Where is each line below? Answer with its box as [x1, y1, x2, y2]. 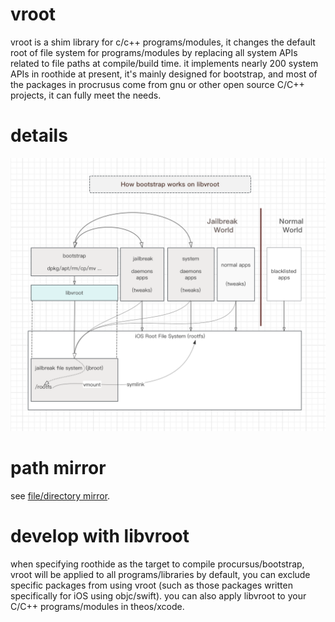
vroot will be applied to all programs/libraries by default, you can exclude [10, 568, 311, 580]
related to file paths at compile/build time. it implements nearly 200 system [10, 57, 319, 69]
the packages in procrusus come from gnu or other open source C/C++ [10, 78, 305, 90]
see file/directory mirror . [10, 489, 111, 502]
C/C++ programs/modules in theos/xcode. [10, 600, 185, 612]
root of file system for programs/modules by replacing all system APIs [10, 46, 298, 58]
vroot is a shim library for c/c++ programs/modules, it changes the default [10, 36, 316, 48]
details [10, 124, 68, 147]
